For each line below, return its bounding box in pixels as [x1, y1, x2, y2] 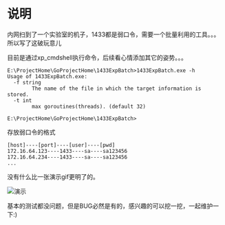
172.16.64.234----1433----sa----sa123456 [7, 154, 128, 161]
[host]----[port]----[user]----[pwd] [7, 141, 116, 148]
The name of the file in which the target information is [32, 85, 202, 92]
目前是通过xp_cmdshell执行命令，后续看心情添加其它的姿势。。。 [7, 53, 188, 62]
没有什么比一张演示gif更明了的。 [7, 172, 100, 180]
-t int [13, 97, 32, 104]
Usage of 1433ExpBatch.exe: [7, 73, 88, 80]
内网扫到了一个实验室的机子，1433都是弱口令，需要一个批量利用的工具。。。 [7, 30, 220, 38]
